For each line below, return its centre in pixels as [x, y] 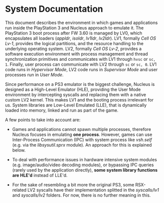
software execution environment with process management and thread [77, 54]
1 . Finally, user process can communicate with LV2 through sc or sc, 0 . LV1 [81, 64]
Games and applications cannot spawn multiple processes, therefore [82, 129]
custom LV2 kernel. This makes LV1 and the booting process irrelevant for [79, 100]
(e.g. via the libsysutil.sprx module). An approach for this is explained [82, 145]
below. [19, 150]
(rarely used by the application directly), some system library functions [85, 170]
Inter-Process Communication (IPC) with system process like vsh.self [82, 140]
